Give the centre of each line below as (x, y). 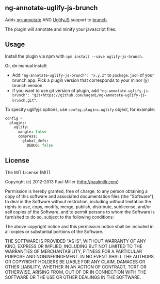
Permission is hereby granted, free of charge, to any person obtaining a (76, 191)
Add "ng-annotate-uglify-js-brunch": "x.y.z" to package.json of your (83, 75)
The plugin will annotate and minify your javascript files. (61, 29)
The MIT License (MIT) (28, 172)
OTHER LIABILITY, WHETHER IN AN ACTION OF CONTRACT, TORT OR (76, 266)
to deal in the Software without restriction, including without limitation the (78, 201)
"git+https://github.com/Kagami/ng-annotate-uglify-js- (89, 95)
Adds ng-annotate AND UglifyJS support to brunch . (56, 19)
